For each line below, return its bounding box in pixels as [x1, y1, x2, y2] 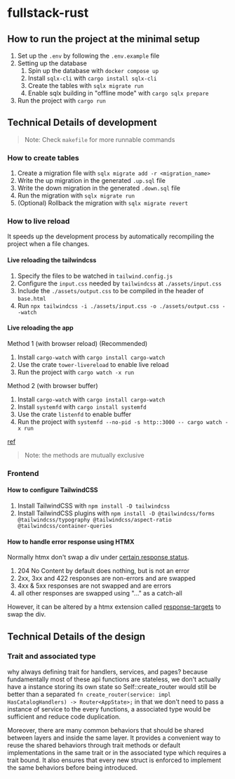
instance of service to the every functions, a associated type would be [7, 704, 211, 713]
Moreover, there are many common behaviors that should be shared [7, 726, 204, 734]
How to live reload [7, 217, 70, 226]
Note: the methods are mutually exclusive [24, 451, 145, 459]
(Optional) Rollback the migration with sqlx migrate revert [17, 199, 188, 207]
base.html [17, 295, 47, 302]
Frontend [7, 468, 39, 478]
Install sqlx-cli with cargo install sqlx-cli [27, 74, 157, 82]
